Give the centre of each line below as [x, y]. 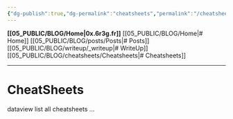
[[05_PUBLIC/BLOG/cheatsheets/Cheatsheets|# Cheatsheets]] [96, 55]
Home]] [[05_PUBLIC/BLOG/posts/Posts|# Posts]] [78, 40]
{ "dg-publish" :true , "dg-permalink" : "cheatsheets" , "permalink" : [101, 13]
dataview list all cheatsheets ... [51, 109]
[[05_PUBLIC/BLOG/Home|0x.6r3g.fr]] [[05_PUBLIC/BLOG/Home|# [105, 33]
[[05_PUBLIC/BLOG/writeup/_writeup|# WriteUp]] [78, 48]
